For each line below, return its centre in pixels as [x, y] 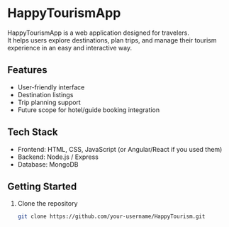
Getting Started [42, 186]
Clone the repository [48, 204]
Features [27, 70]
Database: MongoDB [48, 164]
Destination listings [45, 94]
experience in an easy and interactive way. [70, 48]
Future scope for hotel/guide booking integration [89, 110]
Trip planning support [49, 102]
